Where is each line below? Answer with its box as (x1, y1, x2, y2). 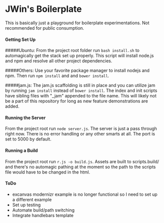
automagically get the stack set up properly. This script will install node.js (5, 53, 154, 59)
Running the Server (5, 115, 46, 121)
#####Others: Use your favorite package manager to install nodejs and (5, 68, 150, 74)
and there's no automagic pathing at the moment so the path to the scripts (5, 164, 156, 170)
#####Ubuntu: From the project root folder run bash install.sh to (5, 47, 139, 53)
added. (5, 103, 20, 109)
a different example (12, 196, 52, 202)
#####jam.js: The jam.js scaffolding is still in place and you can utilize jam (5, 83, 156, 89)
